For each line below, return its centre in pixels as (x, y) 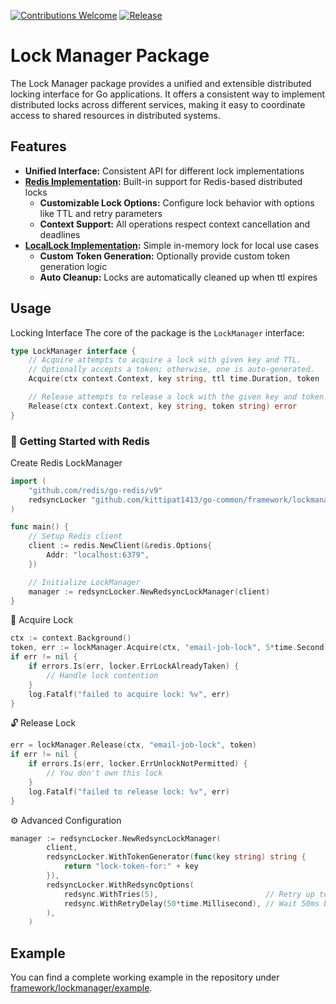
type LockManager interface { (73, 351)
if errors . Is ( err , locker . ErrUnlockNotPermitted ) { (138, 764)
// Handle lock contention (102, 675)
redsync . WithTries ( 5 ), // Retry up (189, 894)
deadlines (60, 234)
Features (38, 146)
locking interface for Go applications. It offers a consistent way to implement (168, 94)
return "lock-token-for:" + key (131, 866)
